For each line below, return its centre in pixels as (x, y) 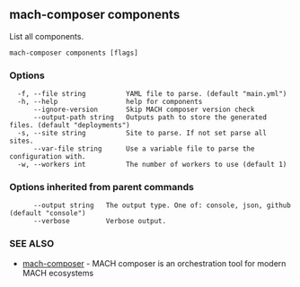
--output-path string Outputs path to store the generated (150, 117)
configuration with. (48, 157)
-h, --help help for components (110, 102)
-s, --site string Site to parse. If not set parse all (142, 134)
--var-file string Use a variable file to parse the (144, 149)
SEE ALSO (32, 244)
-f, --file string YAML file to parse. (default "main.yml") (152, 94)
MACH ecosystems (58, 273)
